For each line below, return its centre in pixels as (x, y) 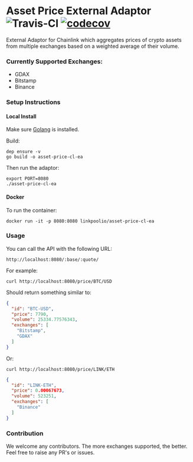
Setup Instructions (33, 102)
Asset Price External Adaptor (79, 11)
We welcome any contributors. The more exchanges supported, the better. (97, 446)
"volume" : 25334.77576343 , (45, 320)
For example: (22, 270)
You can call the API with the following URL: (59, 248)
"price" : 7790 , (30, 314)
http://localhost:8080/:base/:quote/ (53, 259)
